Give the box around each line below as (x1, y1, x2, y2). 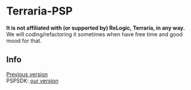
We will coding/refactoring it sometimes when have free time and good (6, 30, 183, 37)
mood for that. (6, 37, 42, 44)
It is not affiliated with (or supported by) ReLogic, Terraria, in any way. (6, 24, 186, 31)
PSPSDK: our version (6, 77, 59, 84)
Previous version (6, 71, 48, 78)
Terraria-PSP (6, 4, 73, 18)
